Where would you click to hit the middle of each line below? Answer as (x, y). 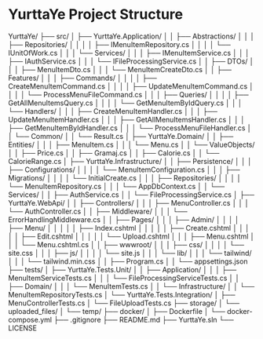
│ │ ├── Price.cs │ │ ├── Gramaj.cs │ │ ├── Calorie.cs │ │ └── (114, 153)
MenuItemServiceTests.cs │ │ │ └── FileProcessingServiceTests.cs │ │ (124, 278)
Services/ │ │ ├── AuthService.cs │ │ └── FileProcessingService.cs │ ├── (131, 195)
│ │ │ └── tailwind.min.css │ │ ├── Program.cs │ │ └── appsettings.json (128, 261)
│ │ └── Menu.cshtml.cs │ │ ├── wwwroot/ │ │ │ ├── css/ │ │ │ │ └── (126, 244)
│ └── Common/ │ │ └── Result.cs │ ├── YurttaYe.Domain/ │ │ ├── (121, 136)
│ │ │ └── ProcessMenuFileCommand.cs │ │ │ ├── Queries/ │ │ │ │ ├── (128, 94)
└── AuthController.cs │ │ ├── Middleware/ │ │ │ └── (98, 211)
